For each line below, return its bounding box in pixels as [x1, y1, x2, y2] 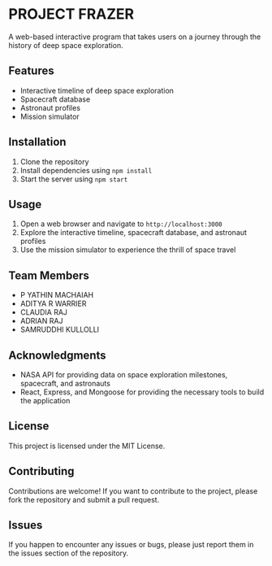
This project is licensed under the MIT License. [8, 441, 166, 451]
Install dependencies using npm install [19, 165, 153, 175]
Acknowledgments [8, 348, 107, 362]
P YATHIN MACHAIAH [19, 290, 94, 300]
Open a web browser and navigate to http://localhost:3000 [19, 219, 223, 229]
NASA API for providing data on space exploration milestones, [19, 370, 228, 379]
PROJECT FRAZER [8, 5, 135, 24]
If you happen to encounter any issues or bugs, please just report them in [8, 540, 254, 550]
